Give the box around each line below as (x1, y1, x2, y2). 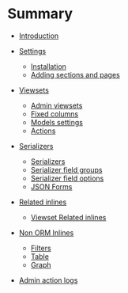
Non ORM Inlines (18, 227, 74, 238)
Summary (7, 5, 73, 23)
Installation (30, 61, 66, 71)
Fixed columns (30, 108, 79, 119)
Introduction (18, 31, 59, 40)
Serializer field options (30, 173, 104, 183)
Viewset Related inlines (30, 212, 107, 222)
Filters (30, 243, 52, 253)
